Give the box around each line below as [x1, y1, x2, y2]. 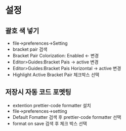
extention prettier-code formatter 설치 [12, 102, 91, 108]
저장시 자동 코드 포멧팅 [5, 88, 72, 96]
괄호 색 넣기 [5, 26, 39, 35]
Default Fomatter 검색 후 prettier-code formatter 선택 [12, 114, 121, 120]
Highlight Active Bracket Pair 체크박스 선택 [12, 72, 100, 78]
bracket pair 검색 [12, 46, 48, 52]
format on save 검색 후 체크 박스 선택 [12, 120, 88, 126]
